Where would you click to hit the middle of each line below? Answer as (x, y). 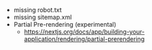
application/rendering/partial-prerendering (84, 39)
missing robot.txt (37, 10)
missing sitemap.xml (43, 17)
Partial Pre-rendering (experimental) (65, 24)
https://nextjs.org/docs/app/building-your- (84, 32)
